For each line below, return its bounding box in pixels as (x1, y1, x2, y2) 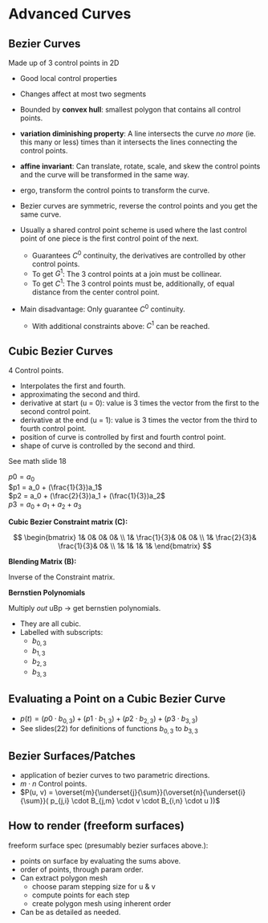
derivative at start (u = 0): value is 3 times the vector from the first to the (19, 398, 259, 408)
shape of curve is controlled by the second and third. (19, 441, 196, 450)
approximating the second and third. (19, 390, 140, 400)
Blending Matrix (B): (8, 556, 77, 566)
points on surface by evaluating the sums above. (19, 856, 181, 865)
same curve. (19, 209, 62, 219)
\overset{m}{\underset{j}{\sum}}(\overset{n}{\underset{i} (55, 787, 246, 797)
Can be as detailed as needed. (19, 907, 121, 917)
